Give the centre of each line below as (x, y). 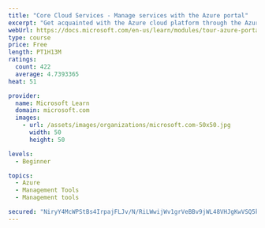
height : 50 (47, 140)
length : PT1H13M (35, 52)
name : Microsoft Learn (52, 103)
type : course (30, 37)
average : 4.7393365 (47, 74)
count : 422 (33, 67)
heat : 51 (22, 81)
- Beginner (33, 161)
